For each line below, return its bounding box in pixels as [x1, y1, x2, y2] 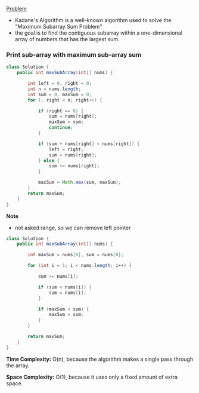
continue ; [48, 125, 73, 131]
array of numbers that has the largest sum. [14, 36, 120, 42]
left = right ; [48, 146, 84, 152]
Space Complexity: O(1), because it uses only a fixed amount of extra [6, 373, 178, 380]
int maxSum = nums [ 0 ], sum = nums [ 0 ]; [27, 252, 124, 258]
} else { [38, 158, 60, 164]
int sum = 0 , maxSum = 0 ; [27, 91, 92, 97]
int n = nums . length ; [27, 86, 82, 92]
